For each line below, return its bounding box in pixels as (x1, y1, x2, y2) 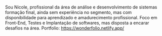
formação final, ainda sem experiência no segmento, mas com (5, 9, 132, 15)
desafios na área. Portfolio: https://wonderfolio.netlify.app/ (5, 25, 124, 31)
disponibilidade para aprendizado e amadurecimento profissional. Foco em (5, 15, 158, 20)
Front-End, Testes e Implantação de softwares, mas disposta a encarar (5, 20, 150, 26)
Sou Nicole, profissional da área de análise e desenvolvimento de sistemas (5, 4, 157, 10)
